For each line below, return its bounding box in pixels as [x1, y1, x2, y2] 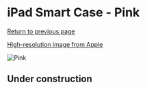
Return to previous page [7, 27, 75, 35]
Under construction [7, 73, 92, 85]
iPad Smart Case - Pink [7, 5, 140, 20]
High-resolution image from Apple [7, 40, 103, 48]
